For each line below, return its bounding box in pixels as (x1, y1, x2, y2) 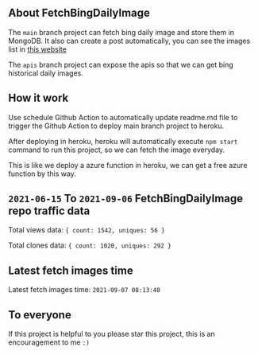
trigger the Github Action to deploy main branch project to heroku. (8, 121, 225, 131)
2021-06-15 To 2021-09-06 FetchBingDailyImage (8, 192, 244, 205)
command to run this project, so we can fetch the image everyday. (8, 145, 225, 154)
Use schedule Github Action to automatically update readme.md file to (8, 112, 238, 122)
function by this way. (8, 169, 77, 178)
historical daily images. (8, 68, 83, 78)
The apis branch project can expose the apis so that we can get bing (8, 60, 234, 69)
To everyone (8, 308, 71, 322)
